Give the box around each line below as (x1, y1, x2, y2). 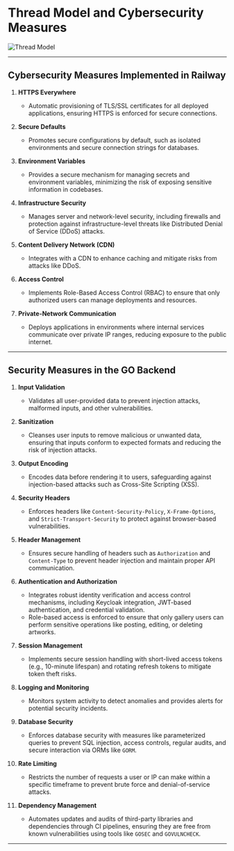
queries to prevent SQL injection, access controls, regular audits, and (28, 738, 226, 746)
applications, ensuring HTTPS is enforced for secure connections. (28, 109, 217, 117)
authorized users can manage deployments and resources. (28, 296, 197, 304)
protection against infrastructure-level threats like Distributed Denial (28, 220, 223, 228)
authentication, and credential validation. (28, 605, 145, 614)
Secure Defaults (17, 122, 66, 130)
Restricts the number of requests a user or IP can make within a (28, 772, 210, 781)
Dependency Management (17, 801, 97, 809)
